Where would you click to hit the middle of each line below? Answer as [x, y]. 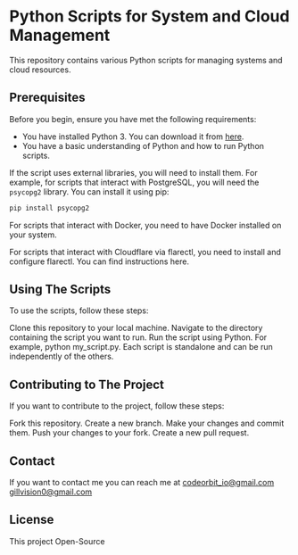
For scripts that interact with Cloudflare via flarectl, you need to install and [145, 252]
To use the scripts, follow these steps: [79, 311]
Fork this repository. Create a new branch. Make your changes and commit [147, 423]
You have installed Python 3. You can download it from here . [133, 137]
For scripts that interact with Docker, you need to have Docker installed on [145, 225]
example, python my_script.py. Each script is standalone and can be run [141, 347]
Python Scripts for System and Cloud [149, 17]
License [32, 520]
